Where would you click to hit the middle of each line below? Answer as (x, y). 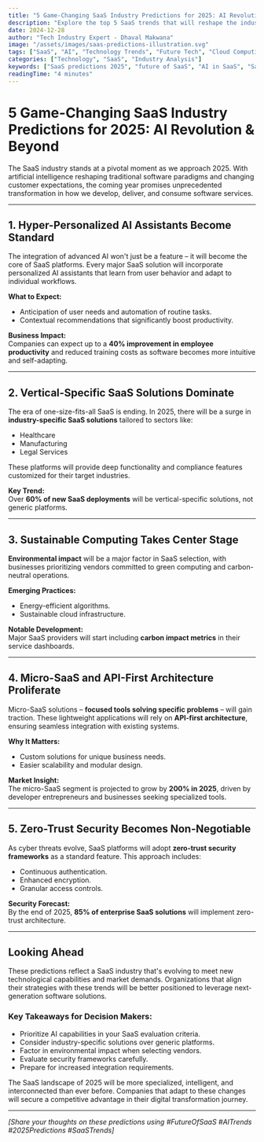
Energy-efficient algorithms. (65, 606)
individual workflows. (42, 282)
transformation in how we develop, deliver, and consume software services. (131, 193)
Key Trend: (26, 491)
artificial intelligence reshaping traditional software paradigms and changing (131, 176)
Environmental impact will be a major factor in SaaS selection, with (117, 558)
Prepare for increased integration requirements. (97, 1067)
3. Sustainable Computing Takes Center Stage (123, 540)
